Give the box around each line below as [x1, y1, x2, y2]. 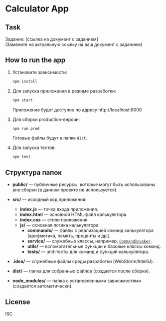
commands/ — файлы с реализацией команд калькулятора [27, 227, 154, 233]
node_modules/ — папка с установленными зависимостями [12, 278, 141, 284]
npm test [12, 154, 31, 159]
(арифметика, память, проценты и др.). [27, 233, 111, 239]
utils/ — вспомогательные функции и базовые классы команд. [27, 243, 161, 249]
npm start [12, 97, 33, 102]
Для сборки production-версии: [12, 116, 80, 122]
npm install [12, 78, 37, 84]
